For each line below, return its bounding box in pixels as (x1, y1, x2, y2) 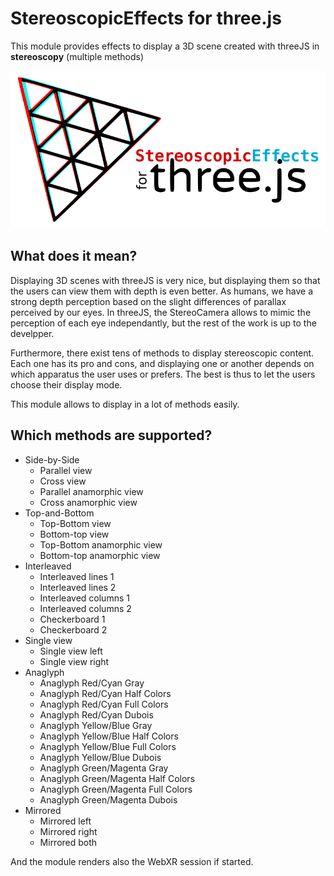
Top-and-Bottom (24, 507, 95, 519)
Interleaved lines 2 (39, 581, 117, 593)
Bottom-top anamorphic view (39, 549, 161, 561)
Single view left (39, 645, 103, 657)
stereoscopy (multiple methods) (10, 50, 145, 62)
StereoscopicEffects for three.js (10, 7, 282, 30)
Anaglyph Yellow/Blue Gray (39, 719, 153, 731)
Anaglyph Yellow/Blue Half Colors (39, 730, 179, 742)
